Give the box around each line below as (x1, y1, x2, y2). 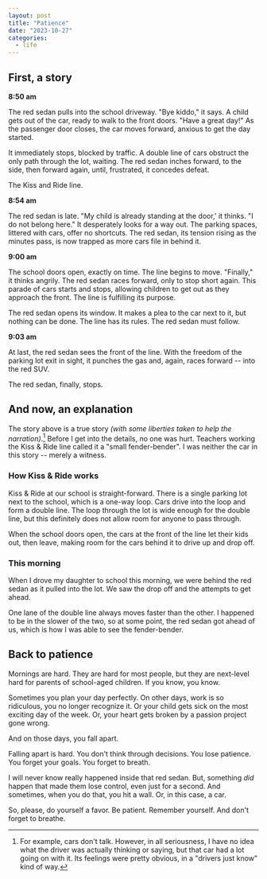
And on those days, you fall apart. (8, 733, 119, 743)
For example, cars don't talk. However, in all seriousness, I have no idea (19, 836, 254, 846)
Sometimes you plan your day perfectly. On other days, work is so (8, 693, 224, 702)
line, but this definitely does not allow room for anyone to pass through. (8, 514, 242, 523)
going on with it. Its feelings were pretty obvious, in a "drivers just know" (19, 853, 258, 863)
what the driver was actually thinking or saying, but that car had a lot (19, 845, 245, 854)
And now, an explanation (8, 403, 133, 416)
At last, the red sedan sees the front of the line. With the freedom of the (8, 347, 242, 356)
